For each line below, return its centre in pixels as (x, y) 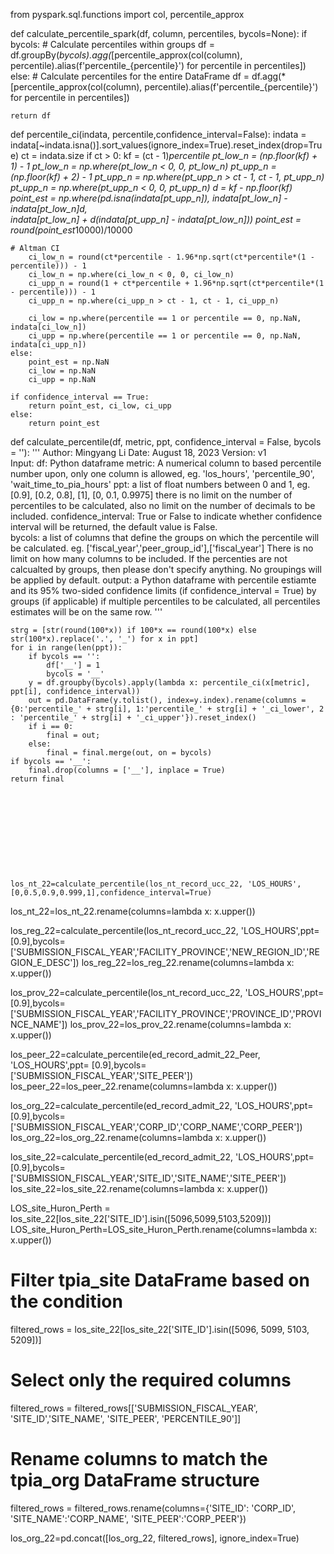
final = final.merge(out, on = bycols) (129, 753)
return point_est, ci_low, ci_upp (100, 406)
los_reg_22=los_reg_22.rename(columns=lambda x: (188, 962)
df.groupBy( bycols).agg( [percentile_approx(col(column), (126, 55)
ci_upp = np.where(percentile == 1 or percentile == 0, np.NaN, (165, 336)
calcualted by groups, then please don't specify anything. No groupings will (166, 569)
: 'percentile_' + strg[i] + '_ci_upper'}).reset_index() (133, 718)
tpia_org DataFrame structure (135, 1480)
